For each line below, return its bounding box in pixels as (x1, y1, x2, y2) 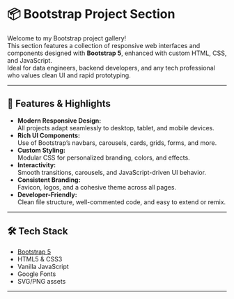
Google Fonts (17, 270, 56, 278)
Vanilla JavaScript (17, 262, 70, 270)
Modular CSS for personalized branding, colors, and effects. (17, 153, 190, 162)
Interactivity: (17, 160, 56, 169)
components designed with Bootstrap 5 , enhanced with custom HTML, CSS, (7, 49, 227, 57)
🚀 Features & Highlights (7, 98, 111, 109)
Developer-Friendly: (17, 190, 78, 199)
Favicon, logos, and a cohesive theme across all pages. (17, 183, 176, 191)
